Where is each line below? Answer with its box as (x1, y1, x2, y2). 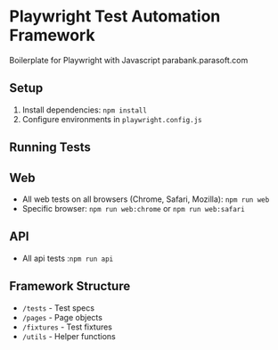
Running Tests (9, 140, 91, 155)
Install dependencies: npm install (21, 104, 147, 115)
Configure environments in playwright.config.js (21, 113, 202, 124)
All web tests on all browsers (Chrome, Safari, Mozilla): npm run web (21, 194, 270, 204)
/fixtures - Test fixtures (21, 321, 113, 332)
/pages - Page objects (21, 312, 102, 322)
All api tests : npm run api (21, 253, 114, 263)
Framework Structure (9, 279, 131, 294)
